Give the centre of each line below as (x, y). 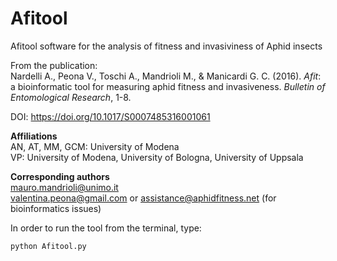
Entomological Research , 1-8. (71, 97)
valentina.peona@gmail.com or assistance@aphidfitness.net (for (143, 198)
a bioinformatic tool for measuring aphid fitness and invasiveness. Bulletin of (168, 86)
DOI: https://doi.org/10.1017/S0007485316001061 (110, 116)
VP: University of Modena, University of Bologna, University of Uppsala (157, 157)
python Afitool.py (48, 246)
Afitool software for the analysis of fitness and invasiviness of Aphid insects (166, 46)
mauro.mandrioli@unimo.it (64, 187)
